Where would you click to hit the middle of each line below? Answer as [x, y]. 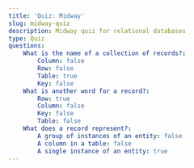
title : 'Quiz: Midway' [46, 16]
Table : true [58, 76]
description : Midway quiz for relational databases [97, 31]
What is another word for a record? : [86, 91]
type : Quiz [27, 38]
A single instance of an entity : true [103, 151]
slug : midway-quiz [39, 23]
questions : [27, 46]
